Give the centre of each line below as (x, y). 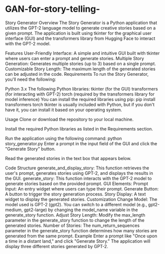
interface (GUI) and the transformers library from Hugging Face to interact (80, 38)
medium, (14, 210)
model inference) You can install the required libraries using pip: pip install (80, 99)
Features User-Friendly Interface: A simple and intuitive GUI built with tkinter (82, 53)
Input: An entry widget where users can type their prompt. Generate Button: (82, 189)
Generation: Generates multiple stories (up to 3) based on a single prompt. (81, 63)
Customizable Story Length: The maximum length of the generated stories (80, 69)
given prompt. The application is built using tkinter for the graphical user (78, 33)
